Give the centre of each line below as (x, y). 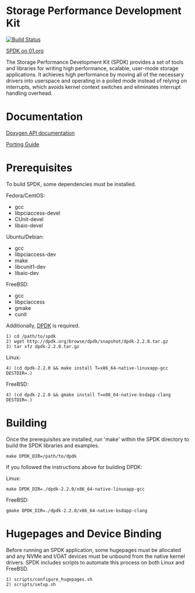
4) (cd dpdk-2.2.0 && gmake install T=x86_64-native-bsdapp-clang (88, 395)
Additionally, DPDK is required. (43, 325)
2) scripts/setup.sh (31, 584)
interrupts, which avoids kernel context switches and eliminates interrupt (93, 87)
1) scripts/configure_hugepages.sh (49, 579)
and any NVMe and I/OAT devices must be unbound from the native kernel (95, 556)
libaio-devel (29, 225)
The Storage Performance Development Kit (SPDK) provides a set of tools (95, 62)
